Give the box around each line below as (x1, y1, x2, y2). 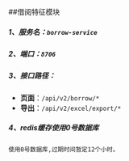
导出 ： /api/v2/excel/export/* (19, 103, 122, 112)
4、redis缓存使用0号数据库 (8, 123, 99, 133)
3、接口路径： (8, 71, 56, 81)
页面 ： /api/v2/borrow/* (19, 92, 100, 103)
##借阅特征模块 (8, 7, 60, 16)
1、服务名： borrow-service (8, 27, 98, 36)
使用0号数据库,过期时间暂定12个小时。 (8, 145, 119, 154)
